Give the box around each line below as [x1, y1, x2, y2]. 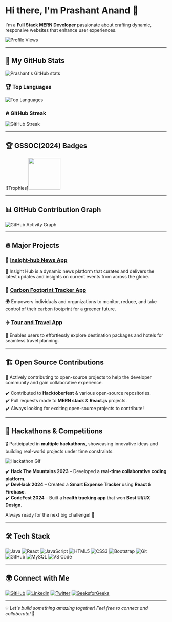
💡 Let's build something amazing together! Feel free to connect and [5, 605, 148, 611]
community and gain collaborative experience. [5, 380, 103, 386]
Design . [5, 502, 22, 508]
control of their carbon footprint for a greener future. [5, 306, 116, 312]
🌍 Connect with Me [5, 574, 70, 583]
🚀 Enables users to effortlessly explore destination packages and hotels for [5, 332, 164, 338]
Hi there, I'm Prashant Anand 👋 [5, 5, 139, 16]
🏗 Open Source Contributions [5, 358, 104, 367]
